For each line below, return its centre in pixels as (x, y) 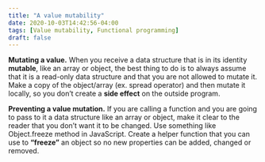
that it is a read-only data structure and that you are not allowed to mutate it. (133, 77)
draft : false (30, 38)
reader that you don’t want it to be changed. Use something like (112, 126)
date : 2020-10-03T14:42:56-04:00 (63, 23)
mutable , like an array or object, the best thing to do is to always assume (127, 69)
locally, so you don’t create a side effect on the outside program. (114, 94)
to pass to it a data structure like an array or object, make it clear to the (124, 117)
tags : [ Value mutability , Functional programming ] (94, 30)
